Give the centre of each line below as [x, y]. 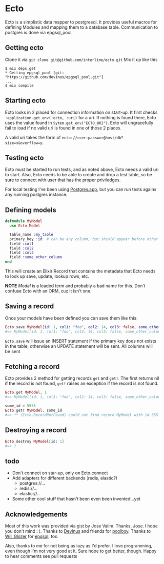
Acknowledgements [36, 514]
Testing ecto [24, 157]
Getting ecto [24, 48]
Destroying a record [36, 430]
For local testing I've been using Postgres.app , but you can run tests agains [81, 189]
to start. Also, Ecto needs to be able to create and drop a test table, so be [79, 175]
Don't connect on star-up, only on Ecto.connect [60, 473]
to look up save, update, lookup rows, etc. [47, 276]
